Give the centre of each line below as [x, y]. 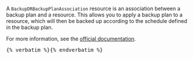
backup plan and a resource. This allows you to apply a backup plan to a [94, 15]
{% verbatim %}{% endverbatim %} [55, 50]
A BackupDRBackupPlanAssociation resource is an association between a [93, 9]
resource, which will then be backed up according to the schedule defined [97, 21]
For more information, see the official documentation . [71, 39]
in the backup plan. [30, 27]
